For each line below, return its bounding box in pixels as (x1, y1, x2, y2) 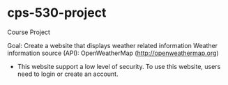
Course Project (7, 28, 51, 36)
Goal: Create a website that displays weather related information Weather (7, 41, 218, 49)
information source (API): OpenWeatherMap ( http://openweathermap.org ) (7, 49, 219, 57)
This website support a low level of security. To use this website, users (17, 62, 221, 70)
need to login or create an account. (17, 70, 119, 78)
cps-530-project (7, 5, 107, 21)
